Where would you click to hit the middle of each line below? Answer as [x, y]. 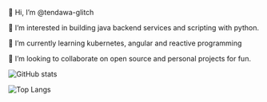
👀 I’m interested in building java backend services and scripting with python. [134, 27]
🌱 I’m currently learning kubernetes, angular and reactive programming [125, 43]
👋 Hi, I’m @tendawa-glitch [51, 12]
